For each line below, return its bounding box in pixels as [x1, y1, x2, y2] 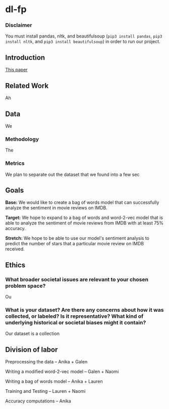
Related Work [5, 81, 49, 90]
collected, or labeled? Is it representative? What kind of [5, 313, 144, 320]
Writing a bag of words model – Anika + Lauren [5, 379, 103, 385]
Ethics [5, 261, 26, 269]
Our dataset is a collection [5, 330, 60, 337]
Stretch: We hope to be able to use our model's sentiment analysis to [5, 235, 150, 241]
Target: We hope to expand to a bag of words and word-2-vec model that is [5, 214, 163, 221]
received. [5, 246, 25, 252]
